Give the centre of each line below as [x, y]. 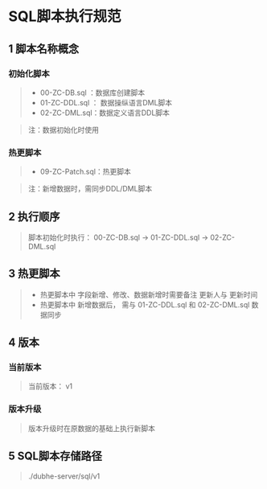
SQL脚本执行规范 [65, 16]
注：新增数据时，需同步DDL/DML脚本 [90, 189]
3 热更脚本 [34, 274]
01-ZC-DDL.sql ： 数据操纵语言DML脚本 [106, 102]
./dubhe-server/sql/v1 [64, 476]
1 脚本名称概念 [44, 49]
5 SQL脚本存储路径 [55, 456]
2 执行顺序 [34, 217]
